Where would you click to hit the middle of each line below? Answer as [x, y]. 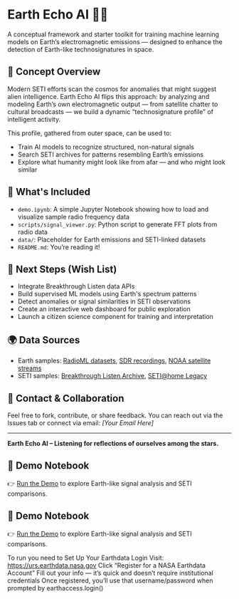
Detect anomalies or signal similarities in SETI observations [104, 301]
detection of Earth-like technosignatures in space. [81, 49]
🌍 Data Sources [44, 340]
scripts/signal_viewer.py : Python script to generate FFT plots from [117, 224]
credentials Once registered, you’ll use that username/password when [110, 580]
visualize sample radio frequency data [74, 217]
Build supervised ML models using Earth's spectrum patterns [107, 294]
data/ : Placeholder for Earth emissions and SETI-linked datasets [112, 239]
